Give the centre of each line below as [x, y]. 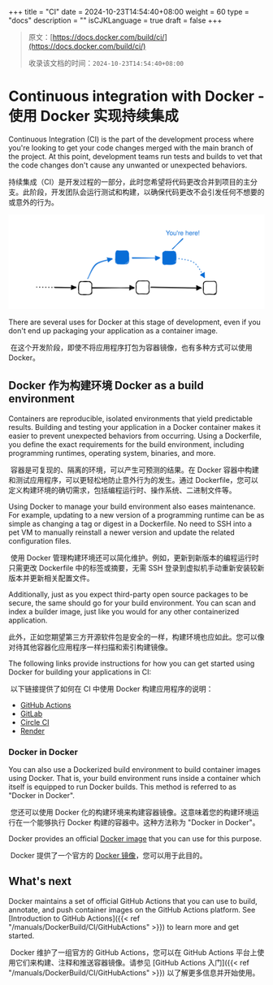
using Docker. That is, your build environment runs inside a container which [135, 779]
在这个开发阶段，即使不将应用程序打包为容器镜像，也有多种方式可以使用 [131, 347]
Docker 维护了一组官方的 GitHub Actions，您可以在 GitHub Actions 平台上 [134, 952]
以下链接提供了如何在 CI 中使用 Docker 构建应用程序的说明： [112, 688]
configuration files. [40, 540]
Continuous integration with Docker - [136, 96]
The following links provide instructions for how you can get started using [132, 663]
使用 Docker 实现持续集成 [93, 116]
